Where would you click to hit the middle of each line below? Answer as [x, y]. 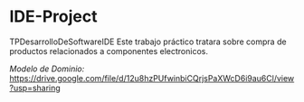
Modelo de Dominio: [47, 69]
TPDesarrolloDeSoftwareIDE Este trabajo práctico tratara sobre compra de [148, 42]
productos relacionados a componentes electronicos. [109, 51]
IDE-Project [53, 17]
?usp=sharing [35, 88]
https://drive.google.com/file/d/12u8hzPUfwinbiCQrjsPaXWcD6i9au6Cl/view [152, 78]
